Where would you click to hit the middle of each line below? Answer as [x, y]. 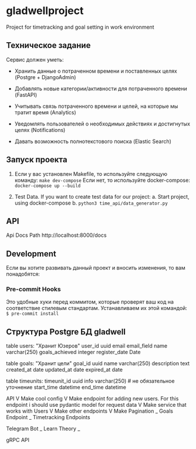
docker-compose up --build [48, 186]
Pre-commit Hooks [34, 290]
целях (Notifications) [40, 130]
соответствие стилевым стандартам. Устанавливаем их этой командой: [97, 308]
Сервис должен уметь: [35, 59]
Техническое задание [48, 45]
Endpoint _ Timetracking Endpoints [48, 417]
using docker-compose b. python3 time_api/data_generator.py [91, 203]
